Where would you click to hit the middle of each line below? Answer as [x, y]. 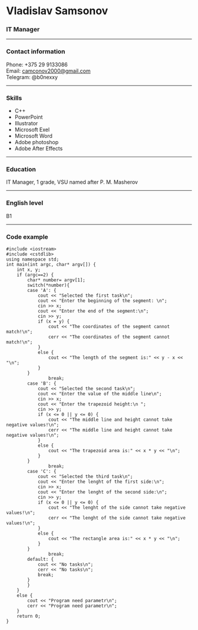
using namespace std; [33, 259]
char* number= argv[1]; [56, 280]
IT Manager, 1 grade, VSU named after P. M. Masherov [72, 182]
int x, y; [29, 269]
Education [21, 169]
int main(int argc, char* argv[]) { [51, 264]
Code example [27, 236]
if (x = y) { [53, 321]
